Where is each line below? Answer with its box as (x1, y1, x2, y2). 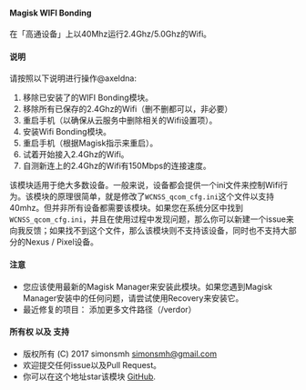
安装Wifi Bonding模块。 (22, 126, 112, 137)
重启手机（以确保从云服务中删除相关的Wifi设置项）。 (22, 115, 218, 126)
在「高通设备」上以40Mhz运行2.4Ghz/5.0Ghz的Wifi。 (9, 28, 212, 40)
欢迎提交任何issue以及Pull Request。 (22, 359, 162, 370)
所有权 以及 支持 (9, 326, 70, 337)
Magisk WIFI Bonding (9, 7, 92, 18)
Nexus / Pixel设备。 (25, 236, 98, 247)
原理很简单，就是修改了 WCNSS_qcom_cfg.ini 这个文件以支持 (56, 191, 275, 202)
